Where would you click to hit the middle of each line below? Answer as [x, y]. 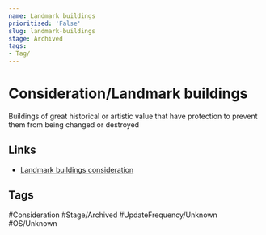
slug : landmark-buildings [52, 31]
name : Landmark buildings [52, 16]
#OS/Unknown [33, 223]
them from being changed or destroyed [74, 124]
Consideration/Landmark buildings [128, 94]
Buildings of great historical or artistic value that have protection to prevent [133, 116]
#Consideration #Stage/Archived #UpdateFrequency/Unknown [113, 215]
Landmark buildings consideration [77, 169]
